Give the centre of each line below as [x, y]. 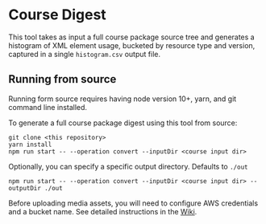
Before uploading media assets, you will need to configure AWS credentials [133, 203]
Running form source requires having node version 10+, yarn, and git [123, 99]
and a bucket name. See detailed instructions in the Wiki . [103, 211]
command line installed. [48, 107]
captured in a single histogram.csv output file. [85, 54]
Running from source [62, 79]
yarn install [30, 145]
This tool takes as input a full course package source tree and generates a [132, 37]
